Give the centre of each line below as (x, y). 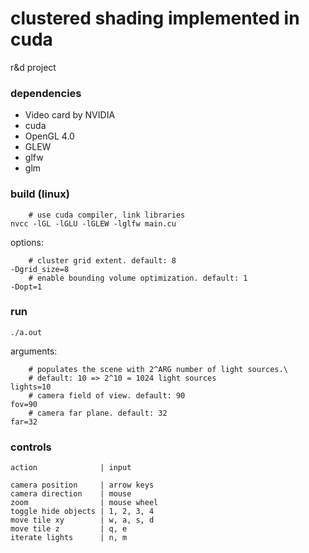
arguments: (34, 351)
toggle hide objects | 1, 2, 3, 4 (82, 512)
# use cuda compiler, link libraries (107, 215)
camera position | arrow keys (82, 485)
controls (31, 447)
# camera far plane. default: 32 (98, 413)
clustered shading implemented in (155, 18)
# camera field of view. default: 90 (107, 395)
